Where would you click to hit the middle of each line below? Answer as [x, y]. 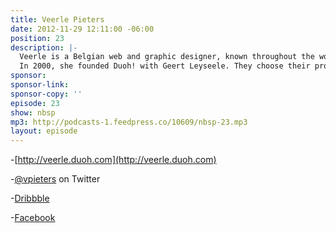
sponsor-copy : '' [46, 94]
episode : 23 [35, 103]
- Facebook [33, 218]
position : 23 [37, 38]
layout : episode [44, 131]
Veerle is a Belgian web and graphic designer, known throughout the [167, 57]
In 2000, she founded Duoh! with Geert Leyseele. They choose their [165, 66]
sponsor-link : [40, 85]
